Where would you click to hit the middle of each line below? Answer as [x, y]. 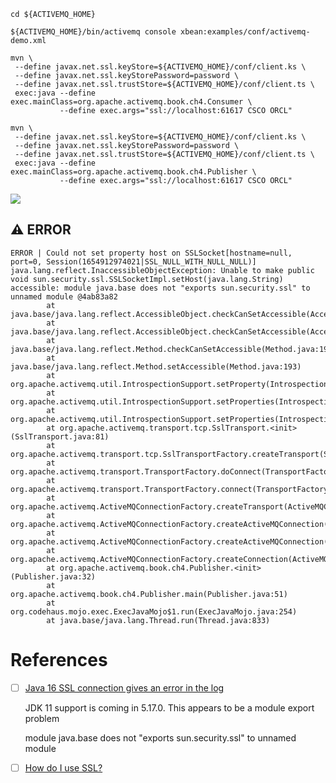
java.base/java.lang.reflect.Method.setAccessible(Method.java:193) [156, 366]
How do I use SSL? [63, 767]
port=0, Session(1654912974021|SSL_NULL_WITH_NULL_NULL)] [133, 261]
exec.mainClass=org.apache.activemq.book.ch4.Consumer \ [131, 102]
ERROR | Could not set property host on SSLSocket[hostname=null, [151, 253]
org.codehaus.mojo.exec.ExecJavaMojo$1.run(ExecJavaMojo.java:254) [154, 611]
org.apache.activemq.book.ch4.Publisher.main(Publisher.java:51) [149, 594]
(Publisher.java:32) [53, 576]
